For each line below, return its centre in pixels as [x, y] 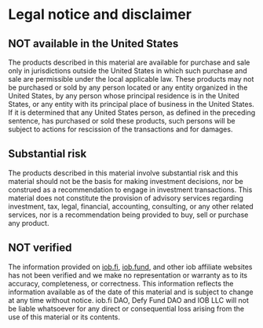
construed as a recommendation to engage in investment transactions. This [130, 190]
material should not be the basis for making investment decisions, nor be [126, 181]
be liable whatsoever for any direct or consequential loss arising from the [126, 308]
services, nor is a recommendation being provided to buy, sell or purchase [128, 215]
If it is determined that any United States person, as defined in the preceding [132, 112]
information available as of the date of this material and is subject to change [131, 292]
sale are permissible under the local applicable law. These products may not [131, 79]
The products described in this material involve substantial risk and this [123, 173]
